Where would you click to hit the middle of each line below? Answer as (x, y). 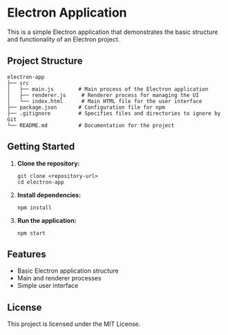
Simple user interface (48, 286)
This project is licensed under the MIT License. (74, 324)
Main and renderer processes (59, 278)
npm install (34, 208)
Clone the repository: (48, 163)
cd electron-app (40, 182)
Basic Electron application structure (68, 271)
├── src (18, 83)
